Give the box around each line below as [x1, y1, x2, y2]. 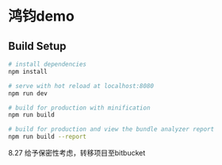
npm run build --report [8, 132, 87, 141]
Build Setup [8, 39, 67, 52]
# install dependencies [8, 60, 87, 68]
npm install [8, 67, 48, 75]
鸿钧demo [8, 7, 75, 25]
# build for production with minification [8, 104, 151, 112]
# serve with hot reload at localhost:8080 [8, 82, 155, 90]
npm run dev [8, 89, 48, 98]
